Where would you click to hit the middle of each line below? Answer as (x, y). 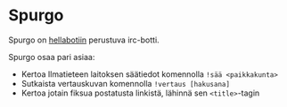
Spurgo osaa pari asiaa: (52, 57)
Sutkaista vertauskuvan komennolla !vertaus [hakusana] (126, 83)
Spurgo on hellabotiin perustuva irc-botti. (84, 40)
